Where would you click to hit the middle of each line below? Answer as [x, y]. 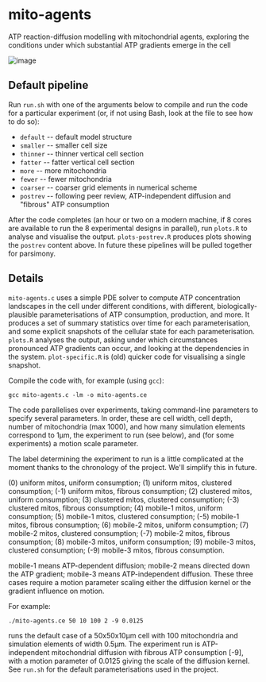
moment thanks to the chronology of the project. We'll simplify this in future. [133, 467]
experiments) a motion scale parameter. [73, 443]
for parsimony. [32, 253]
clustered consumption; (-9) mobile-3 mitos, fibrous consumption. [116, 550]
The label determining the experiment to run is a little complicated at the [126, 459]
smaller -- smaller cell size [64, 145]
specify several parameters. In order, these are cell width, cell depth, [120, 418]
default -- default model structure [76, 137]
